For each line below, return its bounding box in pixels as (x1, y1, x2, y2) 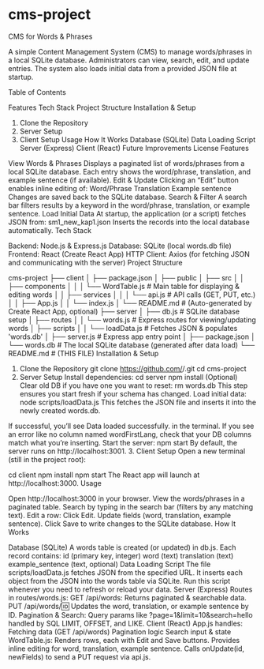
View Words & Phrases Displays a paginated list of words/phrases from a (8, 158, 245, 167)
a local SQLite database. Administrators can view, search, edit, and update (8, 55, 250, 65)
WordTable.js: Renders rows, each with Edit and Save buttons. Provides (8, 635, 240, 645)
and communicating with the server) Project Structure (8, 257, 183, 267)
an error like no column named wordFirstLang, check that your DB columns (8, 429, 252, 439)
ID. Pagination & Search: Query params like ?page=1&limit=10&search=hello (8, 610, 254, 619)
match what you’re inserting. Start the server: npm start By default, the (8, 438, 238, 447)
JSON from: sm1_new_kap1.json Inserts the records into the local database (8, 217, 250, 227)
